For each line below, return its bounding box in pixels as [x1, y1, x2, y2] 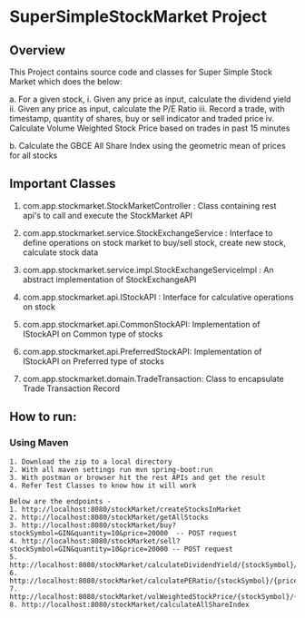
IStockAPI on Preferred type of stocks [22, 356, 165, 367]
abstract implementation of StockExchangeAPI [22, 274, 197, 285]
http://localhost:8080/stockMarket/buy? [21, 520, 177, 530]
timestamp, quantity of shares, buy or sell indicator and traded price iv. [9, 113, 275, 123]
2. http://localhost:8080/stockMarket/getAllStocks [9, 513, 209, 522]
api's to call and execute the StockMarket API [22, 210, 193, 221]
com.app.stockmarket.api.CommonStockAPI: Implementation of [22, 319, 261, 329]
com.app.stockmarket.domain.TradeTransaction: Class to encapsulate [22, 373, 284, 384]
